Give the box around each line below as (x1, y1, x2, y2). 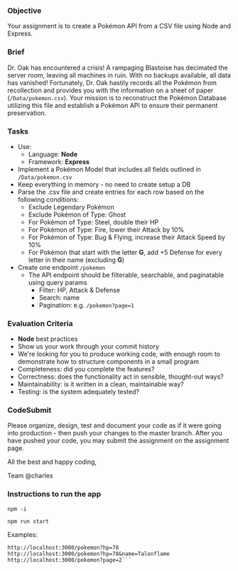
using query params (28, 278, 87, 286)
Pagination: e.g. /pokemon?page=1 (38, 300, 135, 309)
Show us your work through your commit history (17, 342, 160, 351)
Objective (7, 6, 42, 16)
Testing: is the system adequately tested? (17, 388, 140, 396)
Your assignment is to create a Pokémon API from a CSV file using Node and (7, 22, 232, 31)
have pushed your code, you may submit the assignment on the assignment (7, 436, 229, 445)
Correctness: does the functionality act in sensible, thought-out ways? (17, 372, 224, 381)
